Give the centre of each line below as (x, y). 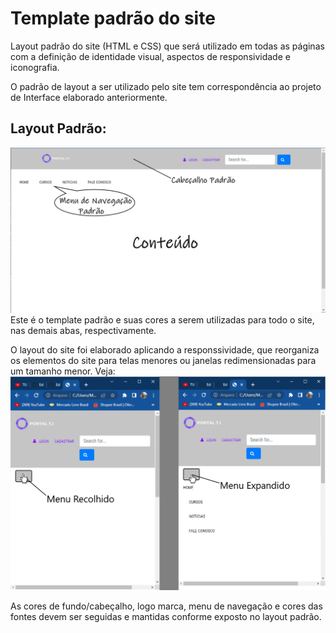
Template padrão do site (113, 18)
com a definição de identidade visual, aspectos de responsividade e (150, 56)
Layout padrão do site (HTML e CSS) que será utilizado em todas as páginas (167, 46)
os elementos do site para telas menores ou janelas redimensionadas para (163, 360)
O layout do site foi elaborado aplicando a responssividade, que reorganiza (165, 349)
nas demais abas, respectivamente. (83, 330)
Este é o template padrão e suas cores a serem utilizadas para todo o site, (162, 319)
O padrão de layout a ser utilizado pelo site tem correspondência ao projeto (166, 86)
